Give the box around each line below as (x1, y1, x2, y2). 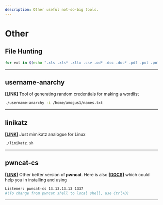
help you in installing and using (5, 177, 67, 183)
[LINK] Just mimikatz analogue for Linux (5, 132, 86, 137)
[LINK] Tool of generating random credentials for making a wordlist (5, 91, 139, 97)
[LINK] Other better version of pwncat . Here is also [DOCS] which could (5, 171, 150, 177)
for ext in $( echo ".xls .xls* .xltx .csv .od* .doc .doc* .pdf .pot (5, 60, 149, 65)
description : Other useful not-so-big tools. (5, 7, 98, 12)
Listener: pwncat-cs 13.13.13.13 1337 (5, 186, 83, 191)
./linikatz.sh (5, 141, 34, 146)
